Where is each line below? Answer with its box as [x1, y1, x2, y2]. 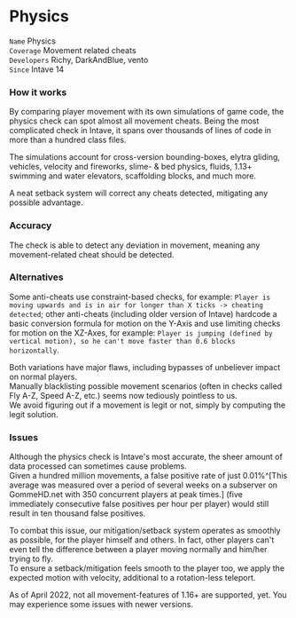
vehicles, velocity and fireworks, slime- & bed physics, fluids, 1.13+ [9, 162, 253, 172]
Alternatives [9, 271, 64, 283]
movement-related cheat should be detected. [9, 249, 175, 259]
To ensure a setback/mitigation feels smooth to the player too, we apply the [9, 563, 285, 574]
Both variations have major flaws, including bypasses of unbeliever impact [9, 361, 281, 372]
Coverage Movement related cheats [9, 44, 136, 55]
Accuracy [9, 219, 52, 232]
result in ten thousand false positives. [9, 508, 146, 519]
